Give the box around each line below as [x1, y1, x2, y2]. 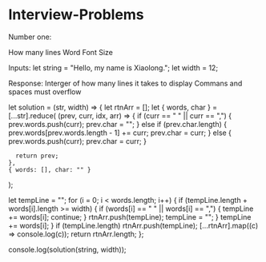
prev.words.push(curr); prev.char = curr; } [8, 136, 147, 145]
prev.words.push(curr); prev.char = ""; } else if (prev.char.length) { [8, 119, 227, 129]
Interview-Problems [8, 6, 144, 24]
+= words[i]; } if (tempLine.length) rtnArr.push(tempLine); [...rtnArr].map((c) [8, 220, 259, 230]
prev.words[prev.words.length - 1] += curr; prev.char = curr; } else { [8, 128, 232, 137]
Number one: [8, 32, 52, 42]
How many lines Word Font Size [8, 47, 114, 57]
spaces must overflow [8, 86, 82, 97]
